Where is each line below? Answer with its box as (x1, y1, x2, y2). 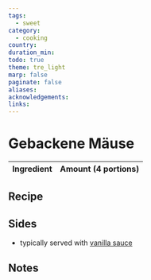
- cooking (15, 33, 48, 42)
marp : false (8, 71, 48, 79)
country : (8, 41, 37, 49)
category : (8, 26, 41, 34)
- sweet (15, 19, 41, 27)
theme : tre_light (8, 64, 66, 72)
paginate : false (8, 78, 62, 86)
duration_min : (8, 49, 56, 56)
